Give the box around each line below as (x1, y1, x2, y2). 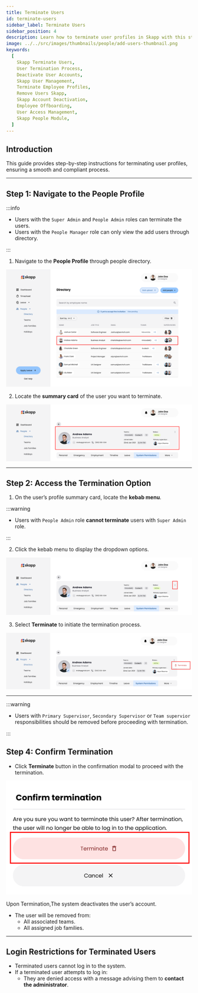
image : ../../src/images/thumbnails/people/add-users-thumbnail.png (6, 41, 178, 47)
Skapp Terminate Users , (16, 59, 75, 65)
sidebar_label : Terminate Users (6, 22, 85, 28)
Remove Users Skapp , (16, 90, 67, 97)
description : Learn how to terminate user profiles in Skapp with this (6, 34, 186, 41)
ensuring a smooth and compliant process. (6, 166, 110, 174)
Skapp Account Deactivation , (16, 97, 88, 103)
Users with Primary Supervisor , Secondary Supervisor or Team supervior (14, 712, 190, 719)
